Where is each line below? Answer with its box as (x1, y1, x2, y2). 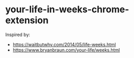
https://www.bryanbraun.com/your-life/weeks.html (12, 47, 120, 53)
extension (5, 14, 49, 26)
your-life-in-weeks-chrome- (5, 4, 129, 15)
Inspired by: (5, 31, 31, 37)
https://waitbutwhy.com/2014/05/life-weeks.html (12, 41, 116, 47)
